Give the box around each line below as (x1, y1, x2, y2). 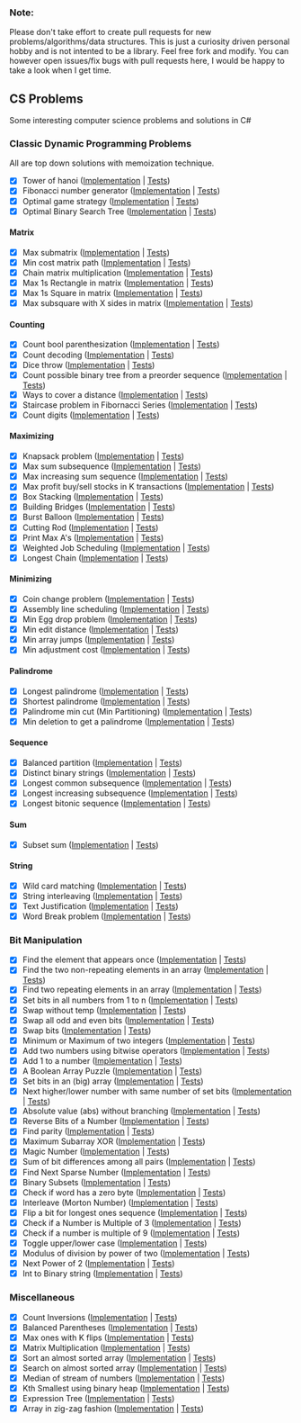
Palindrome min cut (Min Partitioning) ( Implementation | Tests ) (22, 706, 253, 716)
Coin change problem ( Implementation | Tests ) (22, 593, 195, 604)
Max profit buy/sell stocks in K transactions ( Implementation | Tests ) (22, 482, 275, 492)
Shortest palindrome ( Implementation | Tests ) (22, 696, 190, 707)
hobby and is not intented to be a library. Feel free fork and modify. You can (9, 46, 289, 57)
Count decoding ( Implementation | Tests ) (22, 349, 175, 360)
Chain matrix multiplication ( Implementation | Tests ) (22, 267, 214, 278)
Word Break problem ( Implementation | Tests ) (22, 911, 191, 922)
